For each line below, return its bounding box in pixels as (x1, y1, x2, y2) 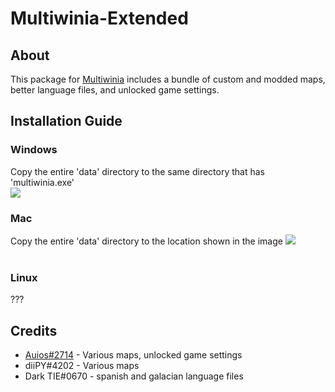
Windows (10, 143, 58, 157)
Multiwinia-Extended (10, 7, 189, 30)
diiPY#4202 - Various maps (24, 360, 140, 372)
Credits (10, 322, 58, 339)
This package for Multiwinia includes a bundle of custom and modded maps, (10, 73, 326, 85)
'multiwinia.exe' (10, 176, 75, 188)
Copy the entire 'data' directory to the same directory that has (10, 165, 265, 177)
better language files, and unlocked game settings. (10, 84, 220, 96)
